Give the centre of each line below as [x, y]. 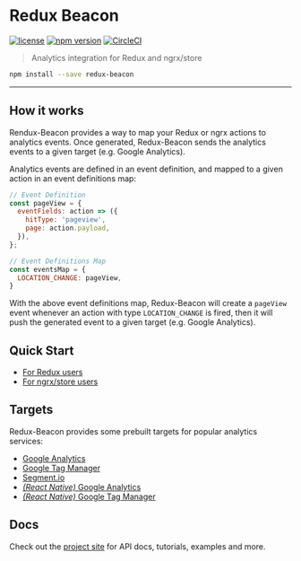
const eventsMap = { [48, 269]
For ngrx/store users [60, 381]
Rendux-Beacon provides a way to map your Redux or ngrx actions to [138, 132]
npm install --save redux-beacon [72, 74]
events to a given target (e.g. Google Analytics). [97, 151]
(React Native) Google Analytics [82, 486]
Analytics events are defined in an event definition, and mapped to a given [146, 169]
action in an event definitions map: [73, 178]
